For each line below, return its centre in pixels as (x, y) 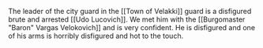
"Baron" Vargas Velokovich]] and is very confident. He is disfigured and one (131, 27)
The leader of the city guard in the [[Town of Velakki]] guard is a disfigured (130, 11)
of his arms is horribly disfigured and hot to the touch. (96, 36)
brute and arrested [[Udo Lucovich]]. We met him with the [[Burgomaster (127, 19)
